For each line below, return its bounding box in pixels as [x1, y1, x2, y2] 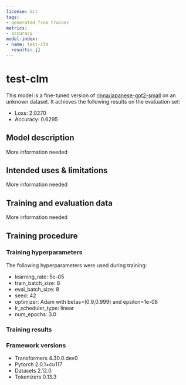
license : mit [6, 8, 38, 15]
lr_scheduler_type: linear [14, 304, 75, 311]
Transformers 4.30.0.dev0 [14, 354, 78, 362]
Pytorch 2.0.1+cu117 [14, 361, 63, 368]
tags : [6, 14, 19, 20]
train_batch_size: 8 [14, 279, 60, 286]
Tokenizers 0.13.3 [14, 373, 57, 380]
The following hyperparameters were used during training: [6, 261, 147, 268]
